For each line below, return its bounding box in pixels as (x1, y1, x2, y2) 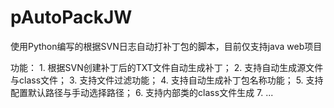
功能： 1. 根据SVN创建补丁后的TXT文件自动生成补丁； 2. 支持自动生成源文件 (10, 61, 324, 73)
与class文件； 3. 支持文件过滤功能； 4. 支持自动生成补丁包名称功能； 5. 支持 (10, 74, 324, 86)
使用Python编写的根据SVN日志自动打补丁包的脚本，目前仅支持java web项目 (10, 40, 323, 52)
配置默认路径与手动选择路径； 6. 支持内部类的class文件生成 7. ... (10, 86, 274, 98)
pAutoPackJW (10, 6, 133, 29)
